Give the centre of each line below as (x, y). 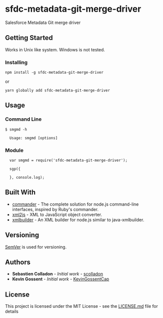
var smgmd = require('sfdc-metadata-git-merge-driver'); (69, 160)
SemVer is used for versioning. (36, 247)
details (12, 312)
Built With (20, 192)
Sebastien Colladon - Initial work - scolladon (58, 274)
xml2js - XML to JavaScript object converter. (57, 214)
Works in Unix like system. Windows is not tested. (55, 49)
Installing (16, 62)
